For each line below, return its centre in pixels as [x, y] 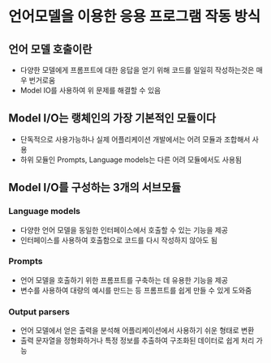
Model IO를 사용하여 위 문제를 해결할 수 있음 [90, 90]
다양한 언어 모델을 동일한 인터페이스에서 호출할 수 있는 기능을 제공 [124, 230]
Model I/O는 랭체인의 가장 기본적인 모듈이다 [112, 118]
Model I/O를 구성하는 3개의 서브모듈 [95, 188]
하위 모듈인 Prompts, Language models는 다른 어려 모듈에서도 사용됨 [131, 160]
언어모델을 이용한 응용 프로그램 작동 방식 [135, 17]
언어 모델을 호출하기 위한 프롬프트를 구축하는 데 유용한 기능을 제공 [124, 280]
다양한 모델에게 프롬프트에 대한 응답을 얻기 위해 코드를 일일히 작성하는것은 [137, 70]
